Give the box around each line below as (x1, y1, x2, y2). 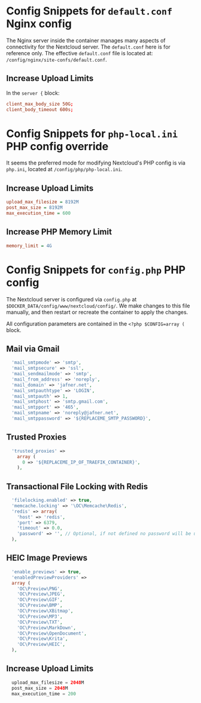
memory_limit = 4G (6, 243, 52, 249)
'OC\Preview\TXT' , (17, 619, 63, 625)
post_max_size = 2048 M (11, 685, 68, 691)
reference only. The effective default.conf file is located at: (6, 49, 153, 56)
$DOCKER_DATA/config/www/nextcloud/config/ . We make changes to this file (6, 302, 190, 309)
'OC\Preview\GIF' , (17, 597, 63, 603)
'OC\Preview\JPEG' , (17, 591, 66, 597)
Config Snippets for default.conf (6, 4, 172, 18)
